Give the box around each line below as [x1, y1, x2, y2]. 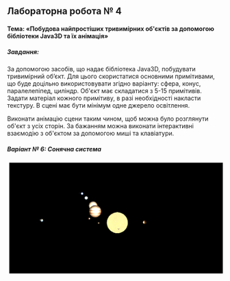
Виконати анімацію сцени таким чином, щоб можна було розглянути [7, 114, 209, 123]
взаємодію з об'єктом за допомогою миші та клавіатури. [7, 129, 175, 137]
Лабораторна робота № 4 [7, 5, 122, 17]
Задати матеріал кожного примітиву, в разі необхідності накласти [7, 94, 201, 102]
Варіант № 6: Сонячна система [7, 145, 101, 153]
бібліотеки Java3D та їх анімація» [7, 32, 108, 40]
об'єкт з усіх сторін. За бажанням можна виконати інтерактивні [7, 121, 194, 130]
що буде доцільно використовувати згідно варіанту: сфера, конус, [7, 79, 201, 88]
